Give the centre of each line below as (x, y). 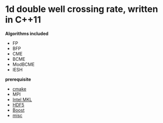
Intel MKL (22, 99)
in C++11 (23, 20)
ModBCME (23, 64)
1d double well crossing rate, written (82, 9)
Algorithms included (27, 33)
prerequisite (18, 79)
